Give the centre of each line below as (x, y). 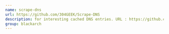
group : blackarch (23, 24)
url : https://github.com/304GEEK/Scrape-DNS (53, 14)
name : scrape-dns (23, 10)
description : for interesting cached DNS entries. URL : (66, 19)
